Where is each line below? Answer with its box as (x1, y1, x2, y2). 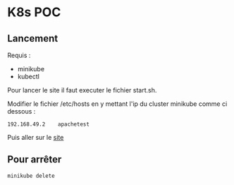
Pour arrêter (7, 153, 62, 166)
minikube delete (7, 172, 55, 179)
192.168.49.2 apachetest (7, 121, 90, 128)
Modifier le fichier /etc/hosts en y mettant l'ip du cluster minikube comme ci (7, 100, 228, 108)
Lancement (7, 32, 58, 44)
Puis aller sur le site (7, 133, 64, 141)
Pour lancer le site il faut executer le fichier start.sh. (7, 86, 157, 94)
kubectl (17, 72, 40, 80)
